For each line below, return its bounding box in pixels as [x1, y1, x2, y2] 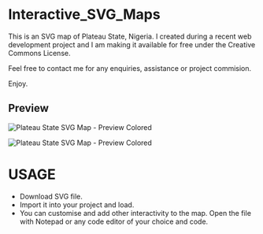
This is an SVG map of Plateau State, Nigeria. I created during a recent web [8, 32, 252, 41]
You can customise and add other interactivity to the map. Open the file [19, 208, 252, 217]
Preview [8, 102, 50, 115]
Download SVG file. [19, 191, 83, 201]
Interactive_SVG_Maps [8, 6, 161, 24]
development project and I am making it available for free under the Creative [8, 39, 256, 49]
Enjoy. [8, 79, 28, 88]
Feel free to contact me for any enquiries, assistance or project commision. [8, 63, 252, 72]
